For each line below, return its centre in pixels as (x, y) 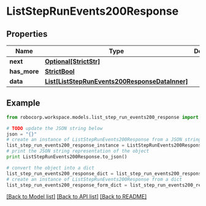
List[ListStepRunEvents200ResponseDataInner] (116, 81)
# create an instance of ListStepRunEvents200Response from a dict (94, 179)
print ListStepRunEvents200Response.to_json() (67, 157)
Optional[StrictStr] (73, 61)
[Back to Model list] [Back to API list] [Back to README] (77, 197)
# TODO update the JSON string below (55, 128)
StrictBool (60, 71)
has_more (24, 71)
